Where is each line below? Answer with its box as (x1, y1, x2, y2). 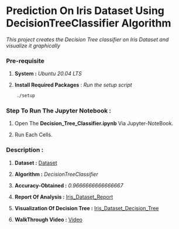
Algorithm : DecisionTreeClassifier (14, 170, 98, 177)
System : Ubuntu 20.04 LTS (14, 70, 82, 77)
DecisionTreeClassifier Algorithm (6, 16, 171, 30)
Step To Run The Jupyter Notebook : (6, 107, 112, 115)
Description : (6, 146, 44, 154)
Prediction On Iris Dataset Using (6, 4, 165, 18)
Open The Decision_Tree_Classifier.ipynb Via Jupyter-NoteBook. (14, 120, 174, 127)
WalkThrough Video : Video (14, 216, 83, 223)
